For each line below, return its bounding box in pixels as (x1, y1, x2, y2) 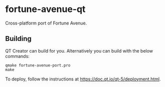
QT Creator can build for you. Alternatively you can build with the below (5, 47, 153, 53)
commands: (5, 53, 30, 59)
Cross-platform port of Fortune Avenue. (5, 20, 87, 26)
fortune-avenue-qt (5, 3, 86, 15)
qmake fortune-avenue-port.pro (5, 62, 71, 68)
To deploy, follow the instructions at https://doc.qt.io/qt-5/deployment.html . (5, 76, 161, 82)
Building (5, 34, 32, 43)
